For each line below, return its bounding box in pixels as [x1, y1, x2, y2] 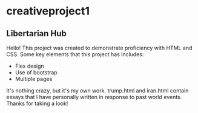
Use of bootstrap [15, 69, 58, 76]
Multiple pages [15, 76, 53, 82]
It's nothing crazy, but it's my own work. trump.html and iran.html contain [6, 87, 189, 94]
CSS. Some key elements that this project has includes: [6, 51, 144, 58]
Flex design [15, 62, 44, 69]
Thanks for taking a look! [6, 100, 68, 107]
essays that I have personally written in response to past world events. [6, 94, 182, 100]
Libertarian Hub [6, 28, 67, 39]
